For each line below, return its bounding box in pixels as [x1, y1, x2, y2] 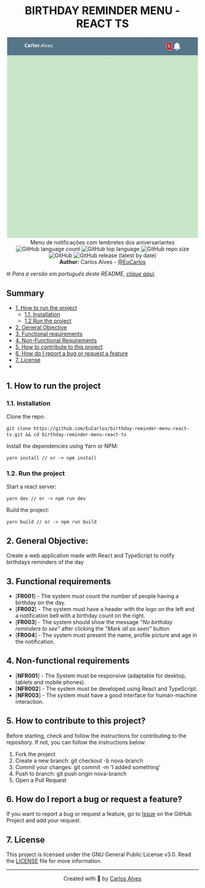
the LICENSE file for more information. [6, 857, 103, 865]
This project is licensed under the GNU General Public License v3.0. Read [6, 851, 191, 858]
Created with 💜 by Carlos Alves [63, 875, 142, 882]
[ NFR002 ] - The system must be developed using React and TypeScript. [15, 685, 198, 692]
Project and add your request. [6, 817, 81, 824]
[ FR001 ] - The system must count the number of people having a [15, 592, 179, 600]
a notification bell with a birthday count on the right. [15, 612, 145, 619]
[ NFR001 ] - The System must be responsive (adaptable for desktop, [15, 672, 187, 679]
